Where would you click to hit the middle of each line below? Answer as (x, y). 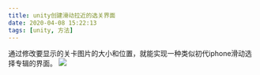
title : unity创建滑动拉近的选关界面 (62, 15)
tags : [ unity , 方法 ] (41, 30)
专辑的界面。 (36, 63)
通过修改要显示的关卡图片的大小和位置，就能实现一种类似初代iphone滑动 (127, 54)
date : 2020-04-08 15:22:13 (53, 23)
